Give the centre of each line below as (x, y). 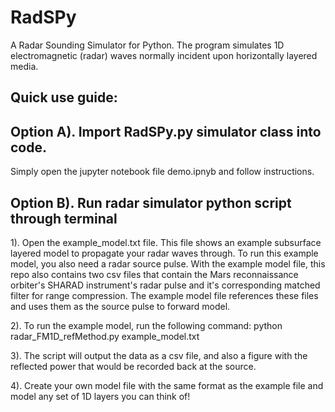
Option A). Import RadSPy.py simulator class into (166, 131)
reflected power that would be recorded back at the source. (133, 366)
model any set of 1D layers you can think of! (100, 396)
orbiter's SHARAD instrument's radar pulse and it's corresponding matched (165, 285)
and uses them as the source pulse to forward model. (120, 306)
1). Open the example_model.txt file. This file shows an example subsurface (166, 242)
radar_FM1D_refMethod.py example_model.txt (105, 336)
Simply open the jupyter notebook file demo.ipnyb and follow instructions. (162, 172)
